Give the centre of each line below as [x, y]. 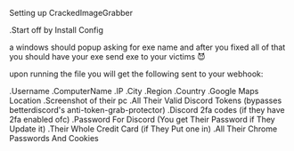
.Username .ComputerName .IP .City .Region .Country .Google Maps [134, 91]
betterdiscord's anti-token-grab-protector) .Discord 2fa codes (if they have [147, 110]
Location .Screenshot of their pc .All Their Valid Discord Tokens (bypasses [146, 100]
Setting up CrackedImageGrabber [71, 13]
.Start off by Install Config [57, 30]
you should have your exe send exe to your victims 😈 [108, 56]
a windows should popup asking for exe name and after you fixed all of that [147, 47]
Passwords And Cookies [54, 138]
